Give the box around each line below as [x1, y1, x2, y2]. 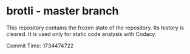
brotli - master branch [6, 4, 119, 18]
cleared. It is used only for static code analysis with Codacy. [6, 30, 157, 37]
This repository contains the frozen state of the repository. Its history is [6, 24, 184, 31]
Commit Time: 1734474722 [6, 42, 74, 49]
